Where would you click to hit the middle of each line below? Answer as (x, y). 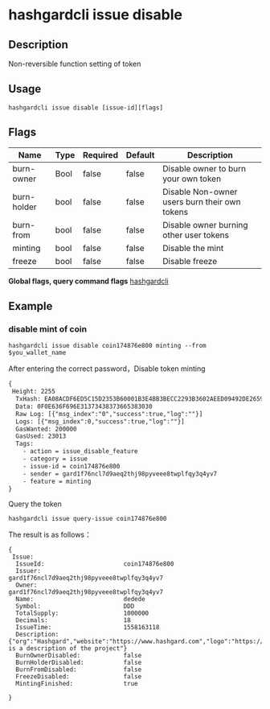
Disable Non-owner (200, 192)
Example (31, 306)
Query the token (35, 504)
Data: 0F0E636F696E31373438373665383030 (84, 406)
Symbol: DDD (75, 606)
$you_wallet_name (37, 353)
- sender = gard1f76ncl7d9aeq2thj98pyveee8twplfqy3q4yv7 (120, 474)
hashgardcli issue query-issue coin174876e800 (88, 519)
